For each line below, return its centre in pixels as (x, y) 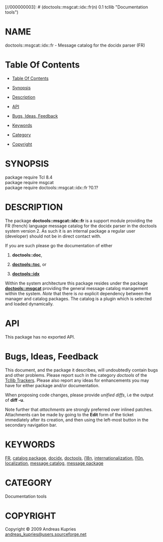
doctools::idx (26, 273)
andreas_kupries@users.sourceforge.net (46, 534)
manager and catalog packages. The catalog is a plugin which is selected (78, 299)
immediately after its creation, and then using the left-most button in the (77, 420)
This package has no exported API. (40, 337)
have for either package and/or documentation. (52, 385)
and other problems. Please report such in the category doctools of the (76, 375)
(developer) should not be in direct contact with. (53, 236)
